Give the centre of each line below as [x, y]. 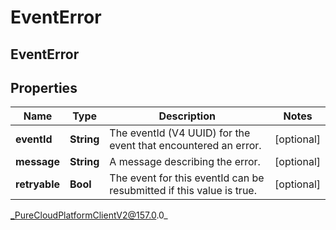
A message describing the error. [185, 162]
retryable [37, 184]
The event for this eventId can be [187, 178]
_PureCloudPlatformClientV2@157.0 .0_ [89, 215]
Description [187, 116]
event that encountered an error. [185, 146]
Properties [44, 87]
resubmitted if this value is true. [183, 191]
